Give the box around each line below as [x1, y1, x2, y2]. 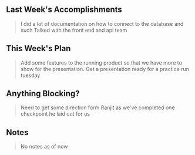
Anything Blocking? [6, 89, 80, 99]
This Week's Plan [6, 43, 71, 53]
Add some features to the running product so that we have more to [20, 59, 182, 66]
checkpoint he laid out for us [20, 110, 90, 117]
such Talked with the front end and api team [20, 26, 127, 33]
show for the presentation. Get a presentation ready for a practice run [20, 65, 190, 72]
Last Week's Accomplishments [6, 5, 122, 15]
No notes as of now [20, 143, 68, 150]
